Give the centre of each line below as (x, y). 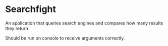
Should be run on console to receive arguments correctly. (65, 38)
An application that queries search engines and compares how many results (84, 23)
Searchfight (31, 9)
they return (17, 28)
